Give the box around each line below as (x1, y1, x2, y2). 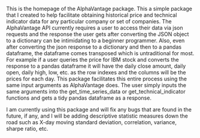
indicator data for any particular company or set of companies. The (6, 18, 172, 25)
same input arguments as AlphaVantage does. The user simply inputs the (6, 82, 187, 89)
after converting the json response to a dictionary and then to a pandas (6, 43, 181, 50)
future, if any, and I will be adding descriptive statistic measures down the (6, 112, 189, 119)
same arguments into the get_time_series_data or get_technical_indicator (6, 88, 186, 95)
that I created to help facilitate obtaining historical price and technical (6, 11, 177, 19)
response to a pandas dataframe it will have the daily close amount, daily (6, 62, 186, 70)
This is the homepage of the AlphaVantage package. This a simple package (6, 5, 193, 12)
